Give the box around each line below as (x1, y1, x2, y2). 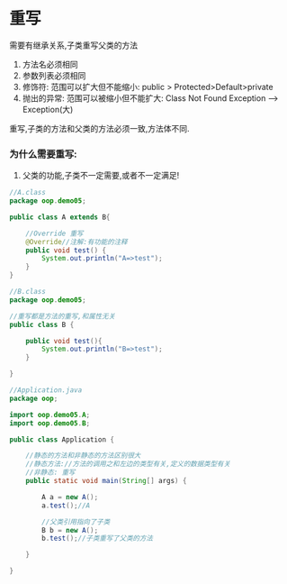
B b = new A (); (41, 525, 99, 534)
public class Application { (9, 434, 115, 444)
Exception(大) (22, 104, 74, 114)
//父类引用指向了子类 (41, 517, 111, 526)
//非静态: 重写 (25, 468, 76, 478)
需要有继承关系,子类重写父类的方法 (9, 40, 139, 50)
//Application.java (9, 386, 83, 395)
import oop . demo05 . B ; (9, 418, 91, 428)
